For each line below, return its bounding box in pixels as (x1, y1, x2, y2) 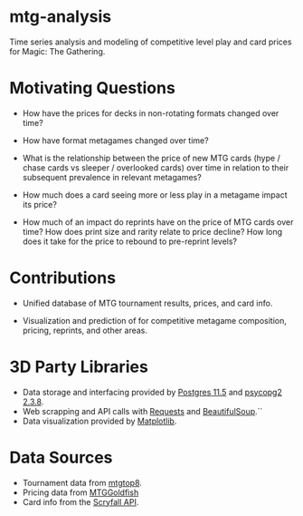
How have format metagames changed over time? (22, 134, 210, 146)
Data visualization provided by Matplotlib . (22, 415, 177, 426)
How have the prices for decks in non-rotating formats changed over (22, 107, 279, 119)
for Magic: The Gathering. (9, 45, 106, 56)
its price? (22, 199, 57, 209)
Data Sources (9, 447, 113, 468)
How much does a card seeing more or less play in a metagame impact (22, 189, 288, 200)
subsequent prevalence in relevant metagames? (22, 171, 202, 182)
